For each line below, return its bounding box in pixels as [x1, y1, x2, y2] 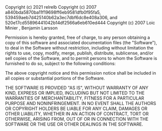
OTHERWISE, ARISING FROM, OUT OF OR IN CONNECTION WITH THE [5, 116, 149, 122]
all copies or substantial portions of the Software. [5, 76, 105, 81]
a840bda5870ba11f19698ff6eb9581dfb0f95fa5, [5, 9, 101, 15]
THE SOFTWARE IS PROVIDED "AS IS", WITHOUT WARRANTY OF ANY [5, 85, 149, 90]
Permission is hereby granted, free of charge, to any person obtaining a [5, 34, 150, 40]
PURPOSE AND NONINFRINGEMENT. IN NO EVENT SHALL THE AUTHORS [5, 101, 157, 106]
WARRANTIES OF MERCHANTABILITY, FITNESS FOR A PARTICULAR [5, 95, 144, 101]
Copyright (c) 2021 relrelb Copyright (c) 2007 [5, 4, 97, 10]
